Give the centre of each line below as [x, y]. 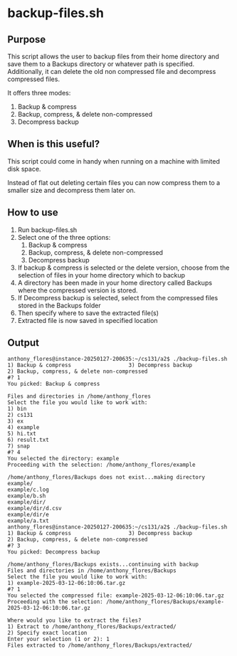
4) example [23, 428]
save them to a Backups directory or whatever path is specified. [101, 64]
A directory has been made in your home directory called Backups [115, 282]
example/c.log [28, 490]
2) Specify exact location [47, 633]
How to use [33, 212]
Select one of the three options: [64, 237]
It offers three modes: [39, 93]
